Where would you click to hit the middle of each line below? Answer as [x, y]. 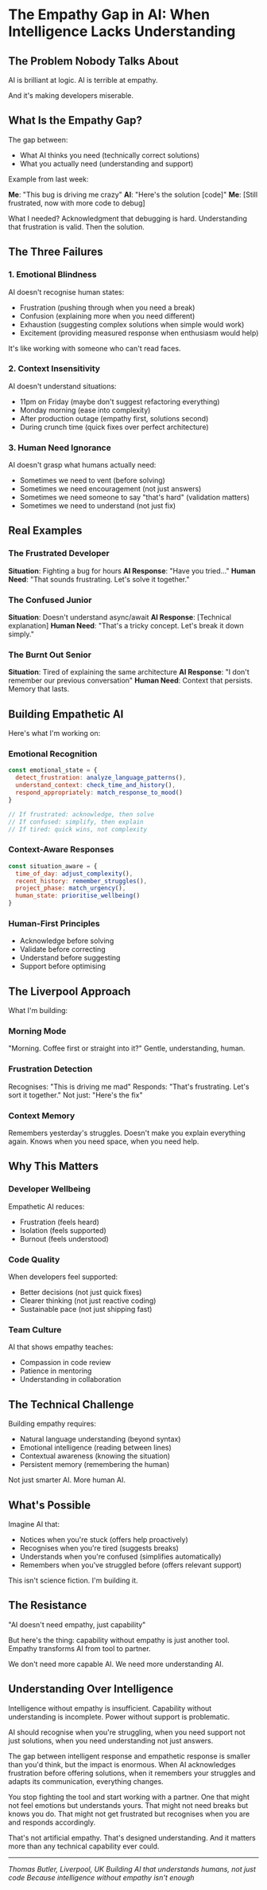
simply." [21, 634]
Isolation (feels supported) [63, 1230]
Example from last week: [48, 179]
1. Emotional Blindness [52, 275]
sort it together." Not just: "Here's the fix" [75, 1095]
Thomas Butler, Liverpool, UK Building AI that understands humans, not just [132, 1868]
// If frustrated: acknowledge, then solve [81, 814]
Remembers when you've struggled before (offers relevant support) [131, 1565]
